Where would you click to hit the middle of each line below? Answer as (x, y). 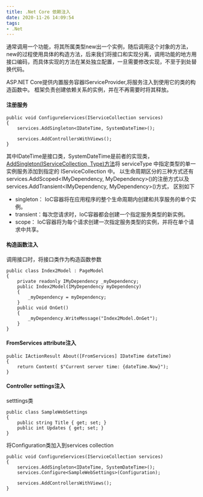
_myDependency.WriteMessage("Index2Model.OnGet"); (93, 318)
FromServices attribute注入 (41, 343)
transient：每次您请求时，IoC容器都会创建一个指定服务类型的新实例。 (101, 215)
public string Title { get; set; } (62, 423)
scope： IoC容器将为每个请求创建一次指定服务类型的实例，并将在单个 (102, 222)
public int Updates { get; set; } (60, 428)
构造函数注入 (22, 245)
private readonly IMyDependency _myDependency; (78, 281)
